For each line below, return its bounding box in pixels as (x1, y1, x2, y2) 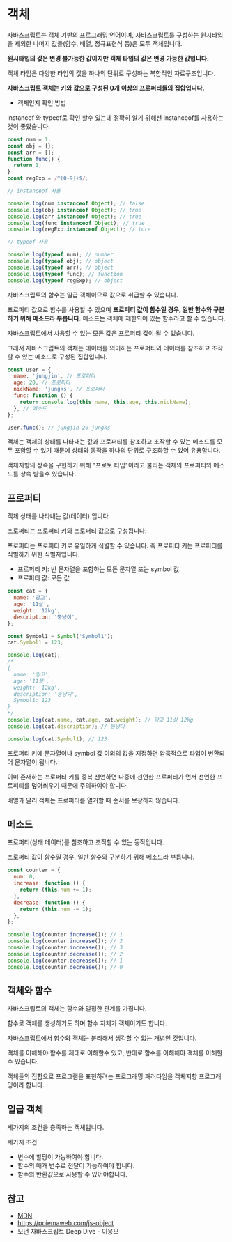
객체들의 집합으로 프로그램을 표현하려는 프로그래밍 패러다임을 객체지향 (7, 1072, 197, 1080)
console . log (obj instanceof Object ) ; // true (7, 206, 141, 213)
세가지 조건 (7, 1138, 38, 1147)
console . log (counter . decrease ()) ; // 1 (7, 957, 123, 964)
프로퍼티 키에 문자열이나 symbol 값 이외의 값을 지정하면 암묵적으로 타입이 (7, 749, 207, 757)
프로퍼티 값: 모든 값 (17, 574, 70, 582)
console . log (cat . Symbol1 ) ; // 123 (7, 736, 108, 743)
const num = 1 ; (7, 136, 52, 143)
